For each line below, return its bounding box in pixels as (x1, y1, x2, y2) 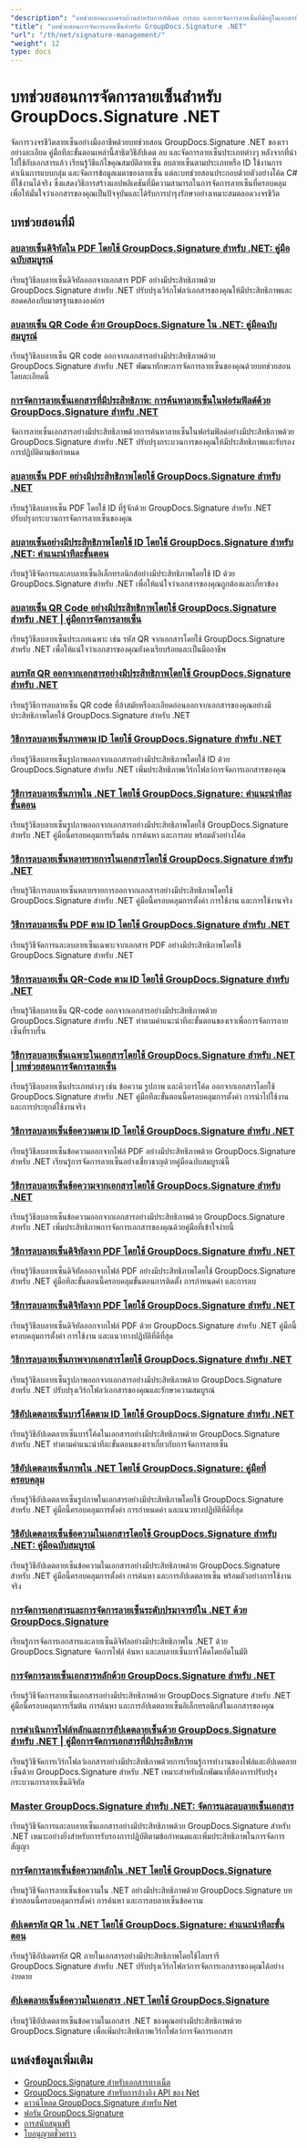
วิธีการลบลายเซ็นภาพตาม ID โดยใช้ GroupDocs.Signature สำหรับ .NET (10, 733, 282, 746)
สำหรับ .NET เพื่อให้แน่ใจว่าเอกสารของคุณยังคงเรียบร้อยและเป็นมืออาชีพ (10, 644, 226, 655)
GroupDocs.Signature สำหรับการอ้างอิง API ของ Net (23, 2087, 200, 2098)
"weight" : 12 (10, 38, 60, 48)
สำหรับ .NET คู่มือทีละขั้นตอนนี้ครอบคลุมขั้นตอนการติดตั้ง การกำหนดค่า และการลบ (10, 1275, 257, 1286)
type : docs (10, 47, 52, 57)
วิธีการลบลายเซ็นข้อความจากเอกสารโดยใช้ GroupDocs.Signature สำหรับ (10, 1179, 281, 1192)
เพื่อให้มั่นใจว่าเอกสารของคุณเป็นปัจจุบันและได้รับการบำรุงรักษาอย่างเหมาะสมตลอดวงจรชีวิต (10, 188, 281, 199)
